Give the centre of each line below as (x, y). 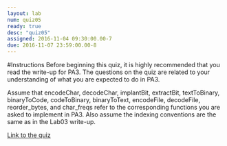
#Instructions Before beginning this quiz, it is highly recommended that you (113, 65)
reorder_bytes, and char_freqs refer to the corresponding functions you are (114, 107)
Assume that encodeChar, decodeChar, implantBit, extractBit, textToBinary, (113, 93)
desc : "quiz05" (29, 33)
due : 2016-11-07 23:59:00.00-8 (52, 45)
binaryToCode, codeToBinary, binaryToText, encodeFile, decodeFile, (104, 100)
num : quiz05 (24, 20)
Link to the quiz (29, 135)
